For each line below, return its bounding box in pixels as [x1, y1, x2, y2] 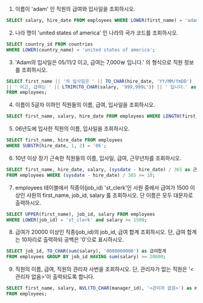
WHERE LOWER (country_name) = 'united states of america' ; [6, 47, 155, 53]
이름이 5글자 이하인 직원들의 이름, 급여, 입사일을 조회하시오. [14, 101, 155, 108]
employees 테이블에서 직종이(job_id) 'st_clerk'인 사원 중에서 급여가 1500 [14, 184, 189, 191]
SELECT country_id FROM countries [6, 41, 94, 47]
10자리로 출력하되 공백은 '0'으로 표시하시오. [21, 236, 124, 244]
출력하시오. [14, 199, 42, 206]
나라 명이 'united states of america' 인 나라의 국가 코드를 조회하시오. [14, 29, 179, 36]
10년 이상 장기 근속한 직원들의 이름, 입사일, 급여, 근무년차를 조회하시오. [14, 154, 182, 162]
